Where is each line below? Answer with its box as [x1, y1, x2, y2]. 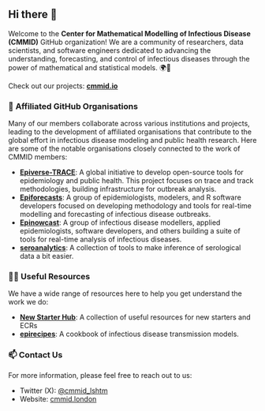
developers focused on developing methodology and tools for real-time [19, 201, 252, 211]
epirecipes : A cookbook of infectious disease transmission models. [19, 329, 239, 339]
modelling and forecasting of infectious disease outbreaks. [19, 210, 211, 219]
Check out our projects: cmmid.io [8, 80, 118, 91]
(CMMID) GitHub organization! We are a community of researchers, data [8, 37, 244, 47]
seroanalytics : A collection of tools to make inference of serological [19, 243, 241, 252]
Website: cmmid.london [19, 394, 97, 403]
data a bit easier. [19, 252, 74, 261]
